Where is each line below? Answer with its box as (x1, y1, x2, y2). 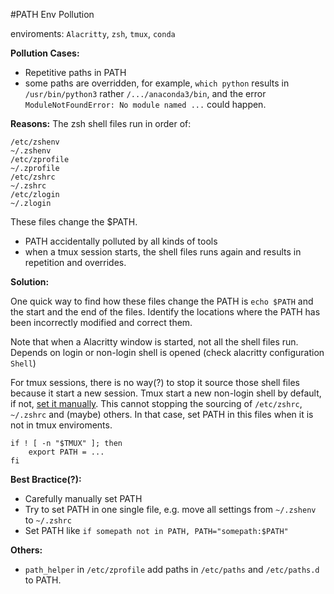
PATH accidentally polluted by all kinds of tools (24, 235, 218, 247)
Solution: (10, 276, 50, 288)
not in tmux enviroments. (10, 419, 113, 431)
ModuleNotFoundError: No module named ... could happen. (24, 99, 267, 110)
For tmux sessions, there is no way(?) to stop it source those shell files (10, 377, 300, 388)
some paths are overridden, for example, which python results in (24, 77, 290, 89)
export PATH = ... (28, 447, 105, 457)
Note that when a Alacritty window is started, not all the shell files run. (10, 336, 299, 348)
